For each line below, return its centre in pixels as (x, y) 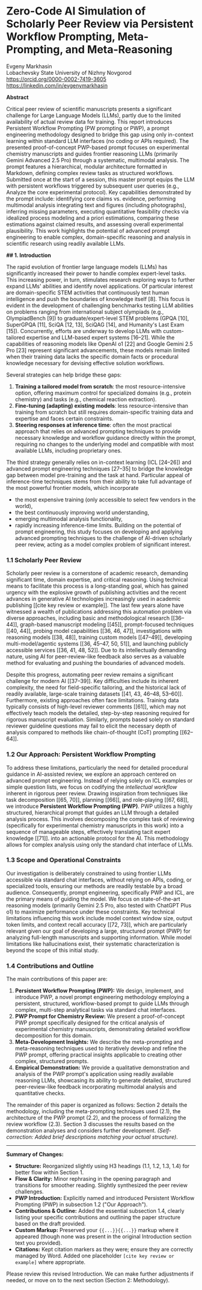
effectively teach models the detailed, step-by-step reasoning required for (98, 713)
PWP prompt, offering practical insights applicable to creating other (98, 1055)
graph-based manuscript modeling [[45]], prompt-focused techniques (107, 624)
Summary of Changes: (35, 1154)
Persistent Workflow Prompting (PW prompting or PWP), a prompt (88, 128)
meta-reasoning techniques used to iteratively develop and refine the (101, 1049)
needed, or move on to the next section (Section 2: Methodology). (88, 1280)
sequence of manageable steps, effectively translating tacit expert (88, 831)
